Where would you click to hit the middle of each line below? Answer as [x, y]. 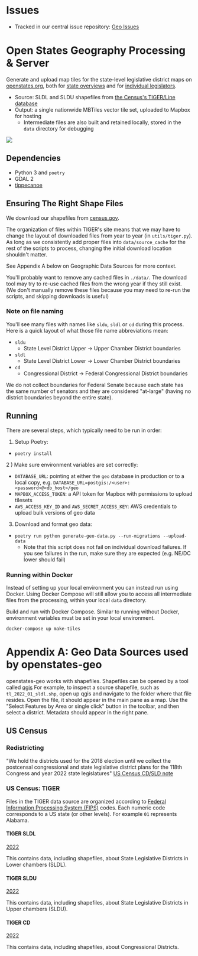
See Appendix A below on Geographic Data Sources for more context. [92, 266]
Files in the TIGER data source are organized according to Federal [86, 801]
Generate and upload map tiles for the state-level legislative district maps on [99, 79]
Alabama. [18, 820]
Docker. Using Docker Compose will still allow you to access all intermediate [99, 594]
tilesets [23, 500]
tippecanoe [28, 185]
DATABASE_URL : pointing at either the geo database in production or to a [99, 476]
